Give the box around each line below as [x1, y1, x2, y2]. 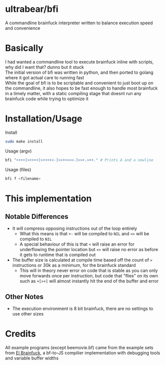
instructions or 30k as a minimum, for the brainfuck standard [12, 262, 136, 268]
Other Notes [5, 292, 43, 301]
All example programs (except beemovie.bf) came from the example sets [5, 345, 154, 351]
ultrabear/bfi [5, 3, 58, 15]
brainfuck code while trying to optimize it [5, 96, 89, 102]
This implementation [5, 193, 92, 204]
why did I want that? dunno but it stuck [5, 64, 84, 70]
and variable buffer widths [5, 355, 59, 361]
